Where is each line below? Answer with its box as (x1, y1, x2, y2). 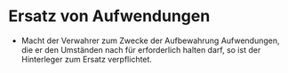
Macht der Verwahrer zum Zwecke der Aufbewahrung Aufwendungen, (20, 35, 281, 46)
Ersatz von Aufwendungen (8, 6, 211, 26)
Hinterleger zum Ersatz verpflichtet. (20, 54, 153, 64)
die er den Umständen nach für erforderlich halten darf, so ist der (20, 44, 261, 55)
